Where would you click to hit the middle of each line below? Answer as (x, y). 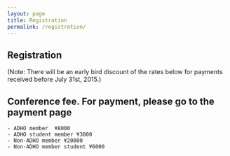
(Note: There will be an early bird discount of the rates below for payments (115, 72)
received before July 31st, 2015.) (54, 79)
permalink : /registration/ (47, 27)
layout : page (26, 14)
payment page (40, 112)
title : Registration (38, 20)
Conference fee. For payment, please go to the (111, 101)
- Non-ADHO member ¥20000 (45, 141)
